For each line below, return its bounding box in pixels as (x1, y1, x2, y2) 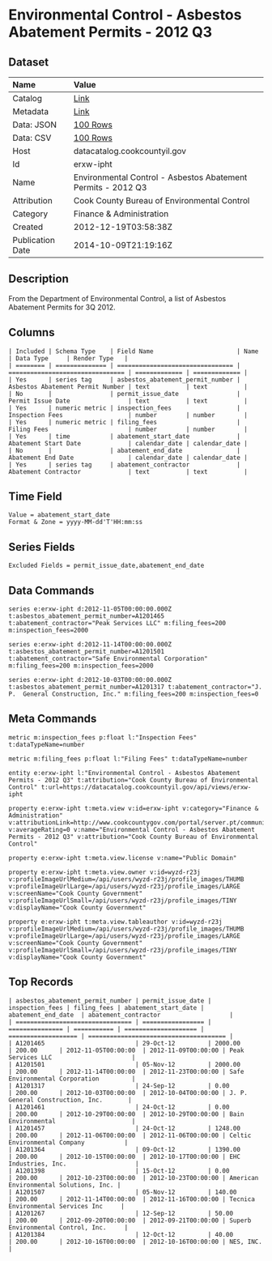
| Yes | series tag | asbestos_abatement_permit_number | (8, 375, 241, 384)
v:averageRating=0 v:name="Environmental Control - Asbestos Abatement (8, 825, 255, 833)
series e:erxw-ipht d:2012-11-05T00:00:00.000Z (8, 605, 172, 613)
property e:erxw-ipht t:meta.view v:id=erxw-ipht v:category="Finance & (8, 804, 259, 812)
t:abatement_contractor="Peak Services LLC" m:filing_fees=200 (8, 620, 227, 628)
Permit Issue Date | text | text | (8, 397, 249, 405)
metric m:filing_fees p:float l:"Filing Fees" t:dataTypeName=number (8, 755, 249, 763)
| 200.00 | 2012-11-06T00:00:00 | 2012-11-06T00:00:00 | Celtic (8, 1131, 252, 1140)
